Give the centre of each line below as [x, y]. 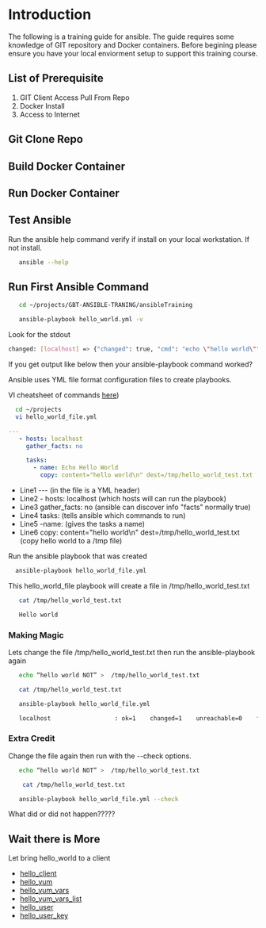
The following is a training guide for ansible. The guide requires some [122, 36]
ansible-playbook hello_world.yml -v [81, 320]
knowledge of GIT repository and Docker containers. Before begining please [133, 44]
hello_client [38, 873]
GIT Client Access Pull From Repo [74, 98]
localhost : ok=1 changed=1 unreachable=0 [131, 718]
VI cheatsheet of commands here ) [64, 395]
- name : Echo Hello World [76, 468]
